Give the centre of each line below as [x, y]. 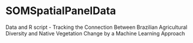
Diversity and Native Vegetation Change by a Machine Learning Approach [95, 33]
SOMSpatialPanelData [61, 11]
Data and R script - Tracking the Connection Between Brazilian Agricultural [97, 27]
